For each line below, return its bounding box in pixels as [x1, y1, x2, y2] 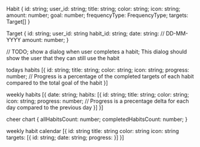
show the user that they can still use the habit [6, 55, 120, 61]
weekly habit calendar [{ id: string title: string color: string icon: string [6, 128, 179, 134]
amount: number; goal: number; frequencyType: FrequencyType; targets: [6, 12, 188, 19]
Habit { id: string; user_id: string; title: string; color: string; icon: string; [6, 5, 181, 12]
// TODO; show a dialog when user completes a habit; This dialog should [6, 48, 187, 55]
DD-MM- [165, 30, 188, 37]
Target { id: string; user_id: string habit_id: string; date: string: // [6, 30, 165, 37]
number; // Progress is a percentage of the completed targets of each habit [6, 73, 194, 80]
